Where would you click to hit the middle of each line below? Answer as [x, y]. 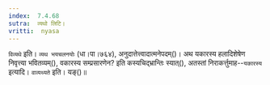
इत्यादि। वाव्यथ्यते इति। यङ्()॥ [48, 72]
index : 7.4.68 [34, 16]
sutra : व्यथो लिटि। [37, 23]
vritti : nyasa [34, 31]
